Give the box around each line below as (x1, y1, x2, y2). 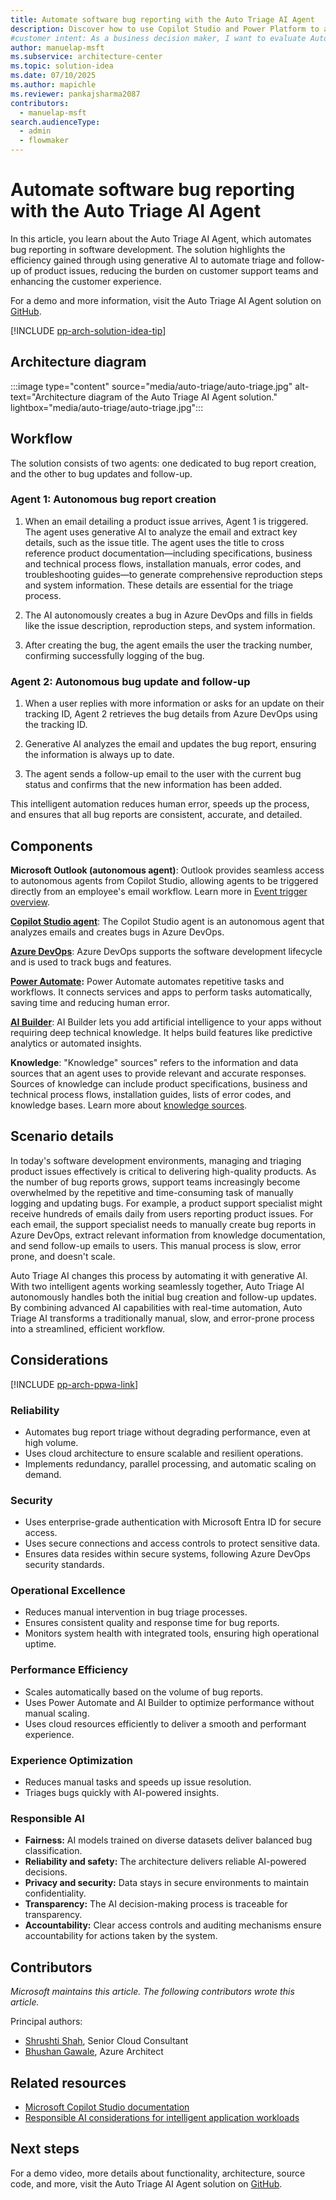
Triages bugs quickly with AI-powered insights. (24, 1787, 220, 1799)
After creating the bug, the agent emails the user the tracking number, (24, 639, 313, 651)
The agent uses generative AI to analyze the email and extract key (24, 526, 298, 538)
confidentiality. (24, 1887, 87, 1900)
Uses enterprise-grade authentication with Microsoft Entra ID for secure (24, 1516, 322, 1528)
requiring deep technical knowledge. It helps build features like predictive (10, 1026, 313, 1038)
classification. (24, 1845, 83, 1857)
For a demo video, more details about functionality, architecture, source (10, 2167, 306, 2179)
